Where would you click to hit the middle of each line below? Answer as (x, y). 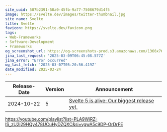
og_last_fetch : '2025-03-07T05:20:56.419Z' (51, 65)
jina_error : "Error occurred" (37, 60)
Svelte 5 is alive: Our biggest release (111, 101)
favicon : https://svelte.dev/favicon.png (49, 28)
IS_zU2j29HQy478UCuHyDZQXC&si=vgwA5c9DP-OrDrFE (64, 124)
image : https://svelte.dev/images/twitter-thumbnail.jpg (65, 14)
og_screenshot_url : (25, 51)
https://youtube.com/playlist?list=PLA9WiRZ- (51, 119)
